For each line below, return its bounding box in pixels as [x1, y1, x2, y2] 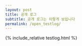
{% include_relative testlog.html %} [5, 35, 78, 41]
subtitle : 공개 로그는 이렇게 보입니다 [5, 16, 76, 21]
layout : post [5, 7, 32, 12]
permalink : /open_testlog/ [5, 21, 61, 26]
